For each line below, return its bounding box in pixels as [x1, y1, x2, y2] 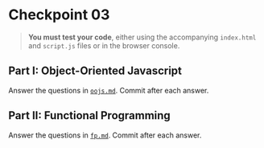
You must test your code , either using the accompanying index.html [27, 32, 257, 42]
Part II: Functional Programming [8, 109, 171, 122]
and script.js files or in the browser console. [27, 40, 180, 50]
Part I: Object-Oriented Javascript [8, 64, 183, 78]
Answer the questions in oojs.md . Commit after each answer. [8, 85, 209, 95]
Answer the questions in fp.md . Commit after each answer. [8, 130, 202, 140]
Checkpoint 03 [8, 6, 110, 24]
